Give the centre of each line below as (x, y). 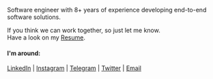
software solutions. (34, 17)
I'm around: (24, 53)
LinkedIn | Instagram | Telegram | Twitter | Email (74, 68)
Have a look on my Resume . (46, 37)
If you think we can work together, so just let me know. (84, 30)
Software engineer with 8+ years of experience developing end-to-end (107, 10)
